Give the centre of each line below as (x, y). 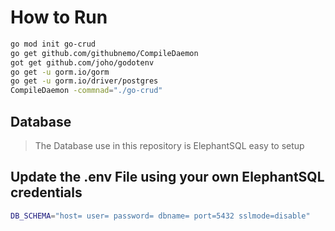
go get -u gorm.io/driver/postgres (84, 81)
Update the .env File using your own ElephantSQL (167, 177)
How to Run (59, 17)
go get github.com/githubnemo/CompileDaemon (104, 53)
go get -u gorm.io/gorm (60, 72)
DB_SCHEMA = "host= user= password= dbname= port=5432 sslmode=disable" (160, 216)
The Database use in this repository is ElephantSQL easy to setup (169, 145)
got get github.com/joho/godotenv (82, 62)
